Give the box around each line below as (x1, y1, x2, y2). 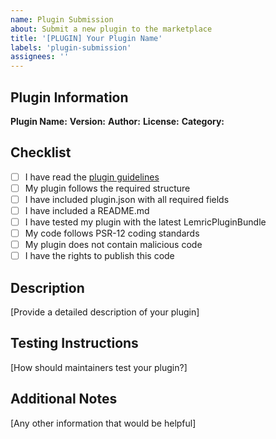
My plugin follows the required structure (24, 182, 191, 194)
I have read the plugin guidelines (24, 171, 160, 183)
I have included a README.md (24, 204, 150, 216)
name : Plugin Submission (10, 14, 114, 25)
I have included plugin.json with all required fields (24, 193, 230, 205)
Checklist (10, 144, 72, 161)
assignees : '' (10, 52, 70, 62)
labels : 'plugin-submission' (10, 42, 132, 53)
